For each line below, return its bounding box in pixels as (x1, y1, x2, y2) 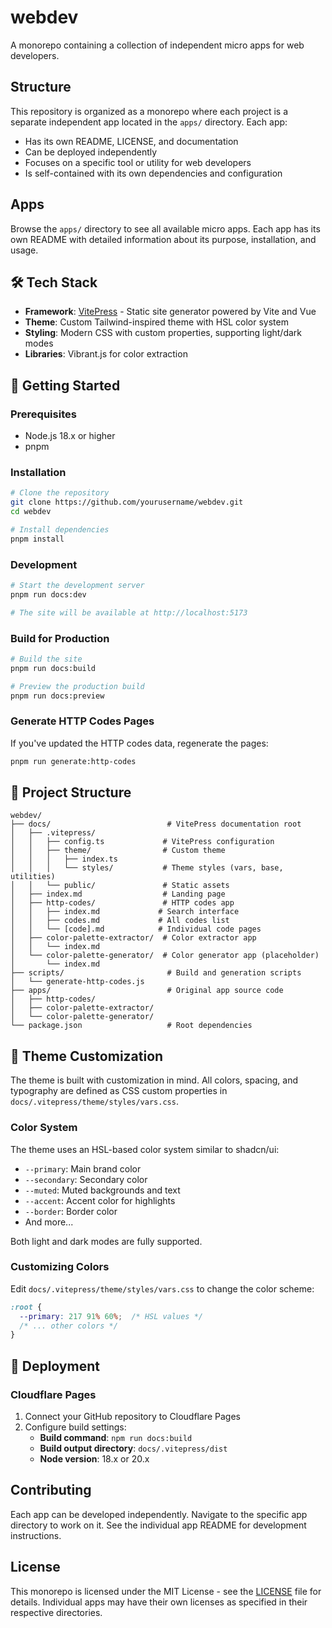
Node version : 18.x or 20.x (39, 1453, 150, 1465)
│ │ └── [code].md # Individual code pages (10, 924, 262, 935)
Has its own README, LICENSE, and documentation (24, 135, 239, 147)
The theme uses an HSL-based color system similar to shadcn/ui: (10, 1143, 280, 1155)
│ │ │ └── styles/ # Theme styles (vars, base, (10, 863, 284, 873)
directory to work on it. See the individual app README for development (10, 1519, 307, 1531)
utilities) (10, 872, 56, 882)
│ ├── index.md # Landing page (10, 889, 226, 900)
